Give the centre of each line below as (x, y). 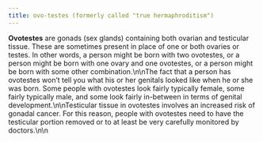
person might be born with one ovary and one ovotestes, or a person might (131, 63)
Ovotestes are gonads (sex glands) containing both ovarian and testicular (129, 38)
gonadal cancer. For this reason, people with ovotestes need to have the (126, 113)
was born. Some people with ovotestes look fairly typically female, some (126, 88)
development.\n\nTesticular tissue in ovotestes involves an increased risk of (132, 105)
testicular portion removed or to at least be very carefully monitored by (124, 121)
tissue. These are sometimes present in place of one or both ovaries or (124, 46)
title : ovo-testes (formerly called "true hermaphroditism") (111, 15)
